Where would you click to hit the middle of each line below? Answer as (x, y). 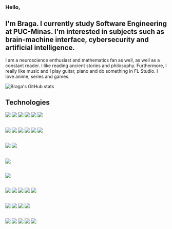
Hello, (13, 7)
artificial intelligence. (40, 48)
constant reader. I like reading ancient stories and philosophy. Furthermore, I (86, 66)
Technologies (28, 103)
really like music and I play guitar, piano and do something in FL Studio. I (82, 71)
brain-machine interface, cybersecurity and (77, 40)
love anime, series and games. (37, 76)
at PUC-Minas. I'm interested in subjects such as (85, 32)
